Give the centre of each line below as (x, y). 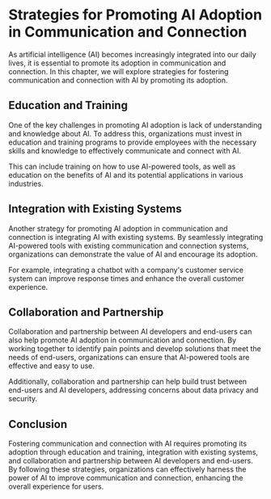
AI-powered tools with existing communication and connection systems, (129, 245)
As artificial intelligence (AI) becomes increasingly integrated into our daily (132, 54)
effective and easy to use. (52, 366)
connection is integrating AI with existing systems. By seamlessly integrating (136, 237)
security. (23, 399)
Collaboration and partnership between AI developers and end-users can (130, 332)
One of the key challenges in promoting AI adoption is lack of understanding (135, 125)
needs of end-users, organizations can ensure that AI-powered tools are (129, 358)
